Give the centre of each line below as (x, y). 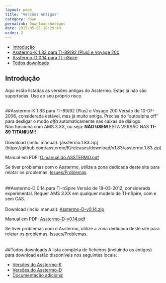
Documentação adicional (38, 275)
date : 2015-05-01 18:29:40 (33, 28)
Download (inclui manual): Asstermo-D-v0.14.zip (55, 209)
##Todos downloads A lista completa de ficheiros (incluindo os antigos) (79, 250)
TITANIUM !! (24, 132)
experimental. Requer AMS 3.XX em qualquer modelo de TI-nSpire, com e (81, 193)
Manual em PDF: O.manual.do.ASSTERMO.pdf (52, 157)
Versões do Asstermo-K (37, 265)
